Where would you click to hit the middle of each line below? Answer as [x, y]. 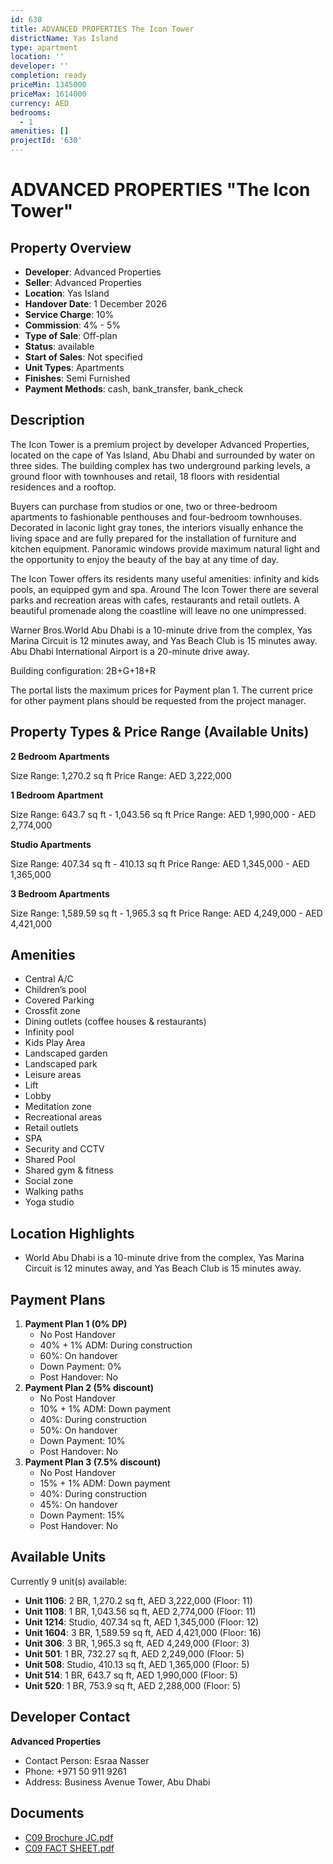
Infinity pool [49, 1032]
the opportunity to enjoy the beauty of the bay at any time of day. [144, 559]
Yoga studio [49, 1202]
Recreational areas [63, 1117]
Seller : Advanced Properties [83, 282]
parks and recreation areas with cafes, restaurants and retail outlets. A [155, 600]
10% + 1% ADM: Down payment [105, 1409]
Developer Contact [70, 1717]
